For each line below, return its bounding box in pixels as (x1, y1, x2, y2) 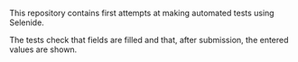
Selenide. (9, 17, 45, 28)
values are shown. (9, 44, 78, 55)
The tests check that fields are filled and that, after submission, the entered (9, 35, 289, 45)
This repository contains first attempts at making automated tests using (9, 8, 275, 18)
